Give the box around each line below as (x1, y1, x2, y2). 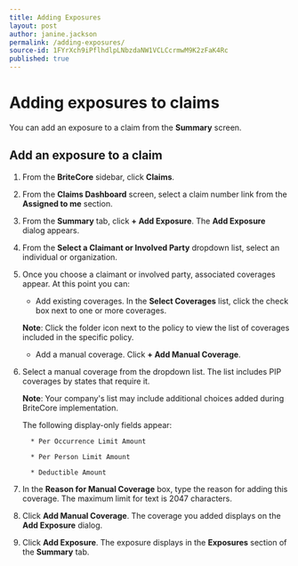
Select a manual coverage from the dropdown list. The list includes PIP (21, 366, 282, 376)
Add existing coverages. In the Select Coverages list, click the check (35, 295, 289, 306)
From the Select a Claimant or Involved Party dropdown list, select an (21, 242, 280, 253)
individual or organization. (21, 251, 118, 263)
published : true (9, 54, 69, 63)
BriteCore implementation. (21, 402, 118, 413)
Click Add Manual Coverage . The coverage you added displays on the (21, 510, 282, 521)
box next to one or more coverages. (35, 304, 167, 316)
